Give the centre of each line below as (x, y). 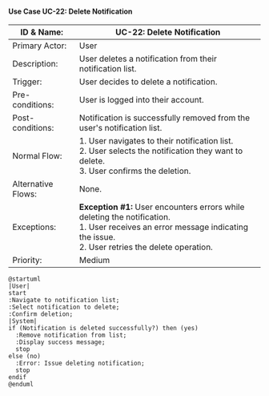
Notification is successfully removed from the (165, 118)
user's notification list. (120, 128)
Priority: (27, 261)
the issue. (97, 237)
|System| (23, 321)
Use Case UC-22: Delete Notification (70, 11)
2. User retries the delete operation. (146, 247)
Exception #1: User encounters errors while (162, 207)
